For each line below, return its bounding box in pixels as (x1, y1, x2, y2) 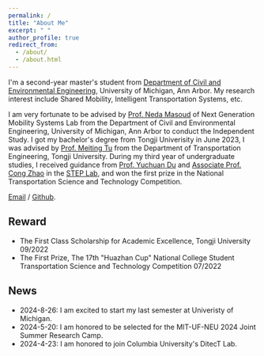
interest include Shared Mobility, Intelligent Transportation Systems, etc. (8, 94, 243, 104)
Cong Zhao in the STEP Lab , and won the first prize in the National (8, 168, 224, 178)
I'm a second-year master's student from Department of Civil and (8, 77, 221, 87)
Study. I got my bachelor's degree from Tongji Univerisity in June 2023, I (8, 134, 245, 144)
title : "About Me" (8, 19, 69, 27)
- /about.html (15, 56, 62, 64)
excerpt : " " (8, 26, 51, 34)
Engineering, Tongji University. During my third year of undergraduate (8, 151, 236, 161)
